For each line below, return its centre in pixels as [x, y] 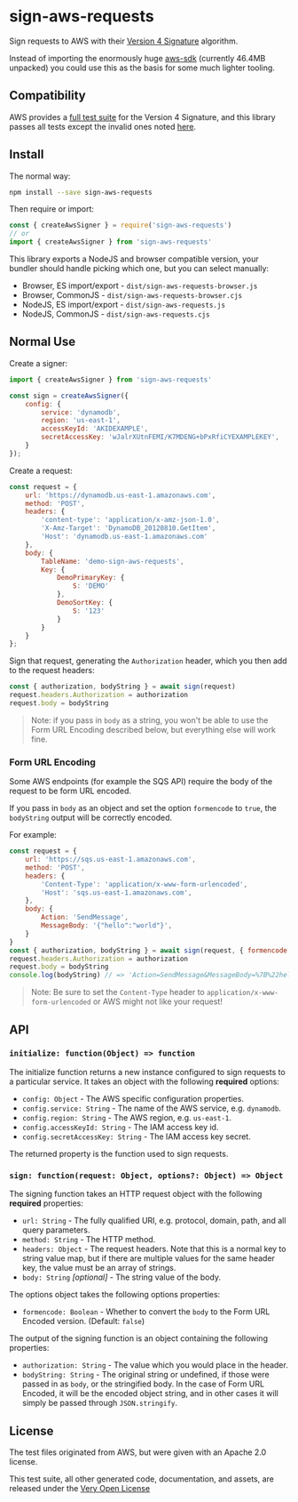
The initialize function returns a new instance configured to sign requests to [147, 1072]
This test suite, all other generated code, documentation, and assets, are [142, 1479]
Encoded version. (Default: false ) [83, 1321]
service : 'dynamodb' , [81, 412]
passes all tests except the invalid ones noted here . [103, 126]
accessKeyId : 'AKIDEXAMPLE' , [95, 429]
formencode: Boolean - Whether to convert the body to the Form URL [146, 1312]
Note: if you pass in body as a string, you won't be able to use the [149, 720]
